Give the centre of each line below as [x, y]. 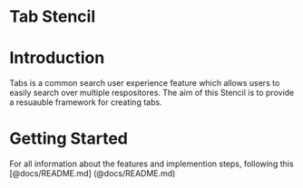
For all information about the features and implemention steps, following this [151, 164]
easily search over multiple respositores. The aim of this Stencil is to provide [152, 93]
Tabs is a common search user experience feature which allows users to [145, 83]
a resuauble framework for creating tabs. [86, 102]
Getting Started [69, 139]
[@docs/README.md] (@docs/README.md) [93, 174]
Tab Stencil [53, 17]
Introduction [57, 58]
